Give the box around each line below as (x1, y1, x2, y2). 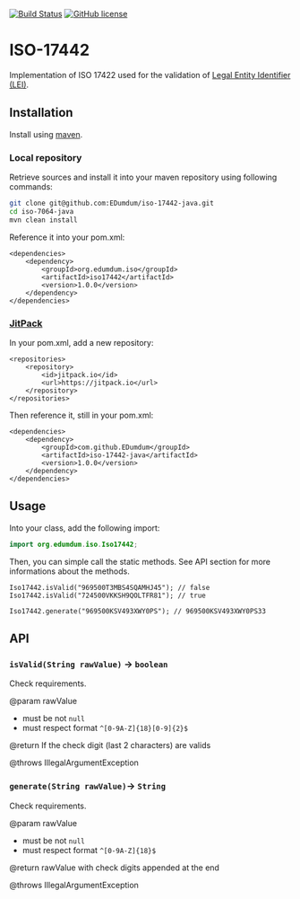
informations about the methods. (9, 566, 130, 577)
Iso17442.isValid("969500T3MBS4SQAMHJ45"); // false (9, 583, 210, 592)
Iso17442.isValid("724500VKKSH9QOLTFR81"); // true (9, 591, 206, 600)
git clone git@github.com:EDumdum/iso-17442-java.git (9, 198, 215, 208)
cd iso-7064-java (9, 207, 74, 216)
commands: (9, 181, 54, 192)
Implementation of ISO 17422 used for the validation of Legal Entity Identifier (9, 69, 291, 80)
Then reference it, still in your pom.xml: (9, 410, 154, 420)
